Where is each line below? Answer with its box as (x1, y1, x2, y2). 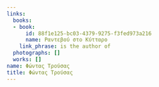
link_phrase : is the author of (19, 43, 111, 50)
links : (6, 10, 26, 18)
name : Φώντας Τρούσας (6, 62, 70, 69)
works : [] (13, 56, 42, 63)
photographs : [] (13, 50, 61, 57)
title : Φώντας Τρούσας (6, 69, 73, 76)
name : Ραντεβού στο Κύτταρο (25, 36, 108, 43)
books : (13, 17, 32, 24)
